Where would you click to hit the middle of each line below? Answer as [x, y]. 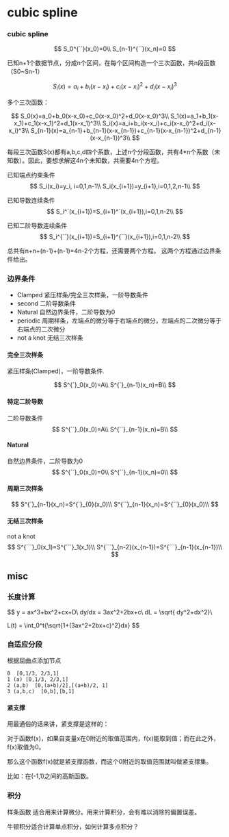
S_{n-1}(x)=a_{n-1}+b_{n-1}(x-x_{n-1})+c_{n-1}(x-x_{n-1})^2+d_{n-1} [126, 130]
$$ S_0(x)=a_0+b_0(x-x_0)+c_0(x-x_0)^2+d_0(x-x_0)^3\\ [90, 116]
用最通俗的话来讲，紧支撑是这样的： [58, 724]
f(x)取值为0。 [26, 747]
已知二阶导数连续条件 [37, 225]
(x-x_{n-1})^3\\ [110, 138]
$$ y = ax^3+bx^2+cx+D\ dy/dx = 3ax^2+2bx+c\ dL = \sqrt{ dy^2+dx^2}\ [110, 612]
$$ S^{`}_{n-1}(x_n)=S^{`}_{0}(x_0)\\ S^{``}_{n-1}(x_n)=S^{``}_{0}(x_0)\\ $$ [115, 504]
